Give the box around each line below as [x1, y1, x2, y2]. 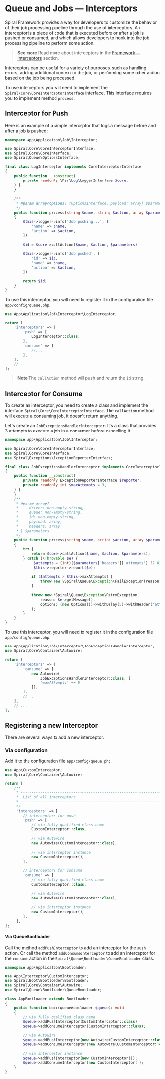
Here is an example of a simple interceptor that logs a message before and [5, 122, 156, 128]
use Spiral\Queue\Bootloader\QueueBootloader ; [5, 987, 102, 993]
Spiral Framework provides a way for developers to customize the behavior [5, 19, 157, 25]
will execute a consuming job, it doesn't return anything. [5, 413, 119, 419]
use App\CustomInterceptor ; [5, 767, 63, 772]
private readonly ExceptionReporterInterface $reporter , [23, 478, 141, 483]
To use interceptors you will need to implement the [5, 84, 108, 90]
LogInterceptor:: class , [31, 334, 80, 339]
